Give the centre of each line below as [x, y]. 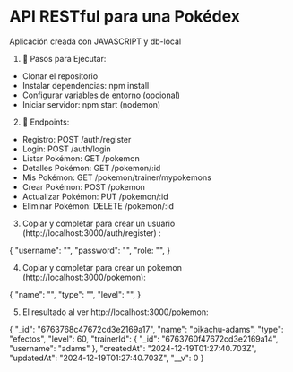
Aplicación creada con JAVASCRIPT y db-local [95, 41]
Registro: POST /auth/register [77, 139]
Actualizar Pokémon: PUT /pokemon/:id [95, 196]
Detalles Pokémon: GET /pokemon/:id [91, 168]
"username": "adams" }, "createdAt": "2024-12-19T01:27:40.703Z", [133, 348]
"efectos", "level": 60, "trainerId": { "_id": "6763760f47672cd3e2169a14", [144, 339]
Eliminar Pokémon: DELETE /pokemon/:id [98, 206]
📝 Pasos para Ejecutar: [64, 58]
